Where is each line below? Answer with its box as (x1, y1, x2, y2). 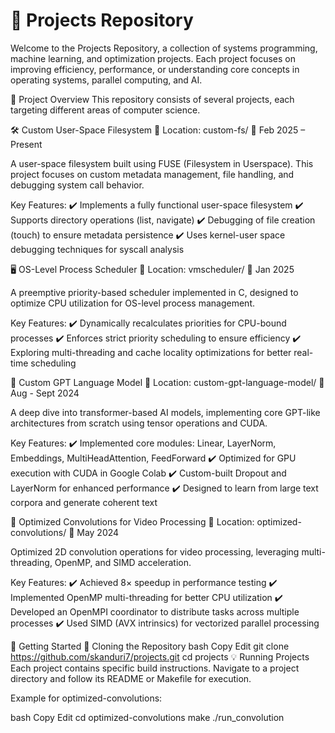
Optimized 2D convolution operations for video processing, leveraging (10, 545, 300, 558)
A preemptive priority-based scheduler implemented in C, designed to (10, 286, 299, 298)
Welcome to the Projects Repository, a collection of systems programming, (10, 42, 318, 54)
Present (10, 138, 43, 150)
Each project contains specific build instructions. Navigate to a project (10, 662, 300, 674)
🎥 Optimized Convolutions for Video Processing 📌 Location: (10, 515, 255, 528)
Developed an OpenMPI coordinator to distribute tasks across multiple (10, 605, 300, 618)
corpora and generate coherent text (10, 496, 158, 508)
